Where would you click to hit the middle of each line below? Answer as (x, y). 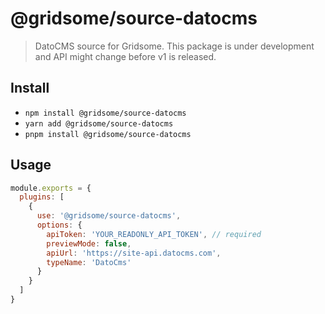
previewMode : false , (89, 243)
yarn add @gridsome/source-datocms (99, 123)
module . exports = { (51, 188)
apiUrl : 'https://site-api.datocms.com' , (134, 253)
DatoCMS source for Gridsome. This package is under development (174, 46)
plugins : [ (42, 197)
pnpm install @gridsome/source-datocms (108, 134)
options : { (59, 225)
